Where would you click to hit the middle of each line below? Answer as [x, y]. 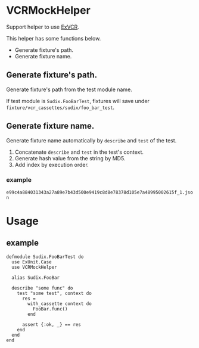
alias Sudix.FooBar [36, 278]
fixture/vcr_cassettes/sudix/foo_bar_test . [60, 107]
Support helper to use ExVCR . [43, 27]
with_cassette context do [60, 304]
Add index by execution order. [52, 164]
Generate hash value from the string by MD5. [70, 158]
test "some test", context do [55, 293]
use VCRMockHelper [35, 267]
